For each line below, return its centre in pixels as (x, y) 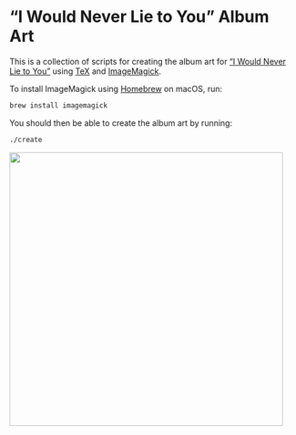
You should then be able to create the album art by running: (121, 123)
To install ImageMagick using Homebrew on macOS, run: (116, 88)
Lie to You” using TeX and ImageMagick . (86, 71)
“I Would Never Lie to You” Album (139, 17)
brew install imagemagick (58, 105)
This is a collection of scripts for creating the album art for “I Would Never (148, 61)
